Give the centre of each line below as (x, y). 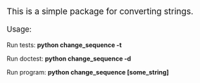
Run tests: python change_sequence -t (64, 45)
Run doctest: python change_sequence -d (69, 58)
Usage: (19, 29)
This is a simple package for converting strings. (100, 12)
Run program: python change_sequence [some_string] (88, 72)
